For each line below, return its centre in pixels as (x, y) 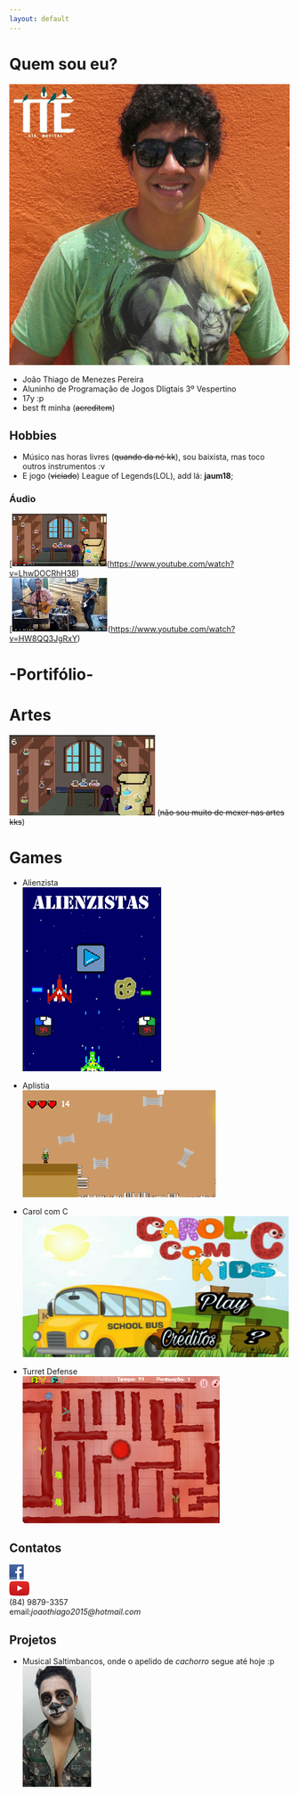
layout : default (39, 19)
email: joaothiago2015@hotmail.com (75, 1612)
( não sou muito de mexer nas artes (221, 812)
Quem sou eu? (64, 64)
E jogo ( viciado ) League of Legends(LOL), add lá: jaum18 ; (128, 476)
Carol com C (45, 1211)
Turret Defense (50, 1371)
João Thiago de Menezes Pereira (83, 379)
